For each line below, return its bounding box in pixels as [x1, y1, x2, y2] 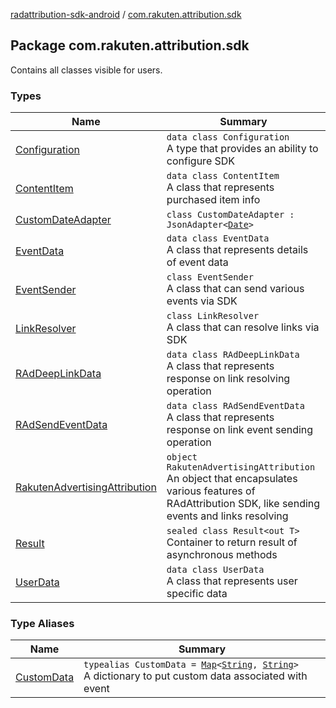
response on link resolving [166, 372, 291, 386]
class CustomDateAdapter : [166, 209, 295, 221]
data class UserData [166, 564, 265, 576]
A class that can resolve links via [166, 320, 320, 334]
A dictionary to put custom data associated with [83, 669, 308, 683]
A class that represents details [166, 243, 309, 257]
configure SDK [166, 154, 236, 168]
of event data [166, 255, 229, 269]
